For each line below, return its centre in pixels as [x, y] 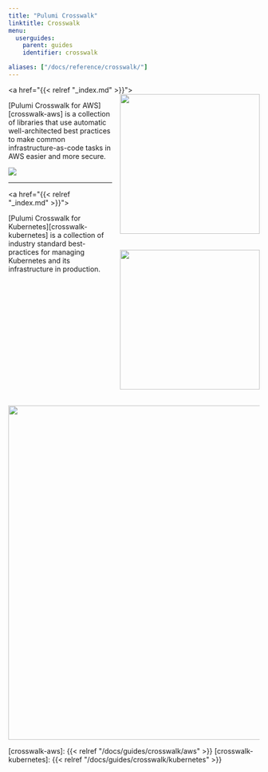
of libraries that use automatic [57, 122]
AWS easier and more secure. [57, 156]
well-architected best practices [59, 131]
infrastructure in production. [55, 269]
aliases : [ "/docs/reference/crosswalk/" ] [78, 67]
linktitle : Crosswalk [44, 23]
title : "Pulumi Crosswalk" [53, 16]
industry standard [37, 243]
